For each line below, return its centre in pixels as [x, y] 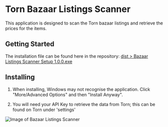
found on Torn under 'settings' [44, 109]
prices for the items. [26, 28]
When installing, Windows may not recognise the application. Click [81, 89]
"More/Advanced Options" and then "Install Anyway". [67, 94]
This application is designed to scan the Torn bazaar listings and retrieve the [84, 23]
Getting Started [30, 44]
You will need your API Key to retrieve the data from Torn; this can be [84, 104]
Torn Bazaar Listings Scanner [68, 9]
